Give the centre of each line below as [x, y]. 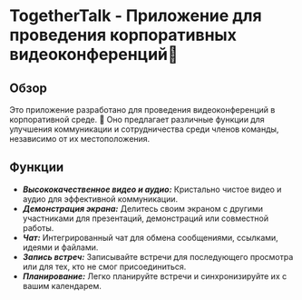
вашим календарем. [62, 285]
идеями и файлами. [60, 247]
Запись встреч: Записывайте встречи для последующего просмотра [158, 256]
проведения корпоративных [123, 35]
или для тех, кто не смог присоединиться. [104, 266]
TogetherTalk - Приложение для [136, 16]
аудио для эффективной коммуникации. [100, 199]
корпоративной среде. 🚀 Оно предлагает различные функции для [137, 120]
